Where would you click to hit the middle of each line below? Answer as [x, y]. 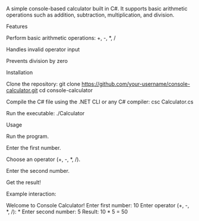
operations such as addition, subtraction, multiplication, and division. [90, 15]
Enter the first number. [34, 148]
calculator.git [22, 90]
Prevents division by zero [37, 61]
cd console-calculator [66, 90]
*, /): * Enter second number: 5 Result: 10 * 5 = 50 [67, 211]
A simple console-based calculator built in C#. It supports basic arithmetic [97, 9]
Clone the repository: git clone [43, 84]
